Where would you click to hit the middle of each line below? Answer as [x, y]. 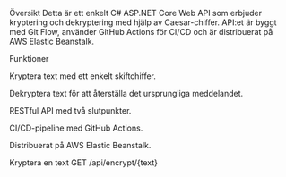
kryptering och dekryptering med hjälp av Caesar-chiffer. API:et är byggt [143, 22]
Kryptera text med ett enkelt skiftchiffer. [83, 76]
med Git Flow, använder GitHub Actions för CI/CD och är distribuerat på [141, 32]
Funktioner [29, 59]
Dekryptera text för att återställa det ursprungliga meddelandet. [126, 93]
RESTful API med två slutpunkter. [70, 110]
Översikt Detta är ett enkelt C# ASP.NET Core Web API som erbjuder [136, 13]
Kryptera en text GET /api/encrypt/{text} [84, 163]
